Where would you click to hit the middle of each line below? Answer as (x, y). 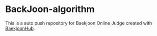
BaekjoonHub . (20, 28)
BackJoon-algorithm (50, 9)
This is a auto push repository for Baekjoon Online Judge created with (79, 23)
